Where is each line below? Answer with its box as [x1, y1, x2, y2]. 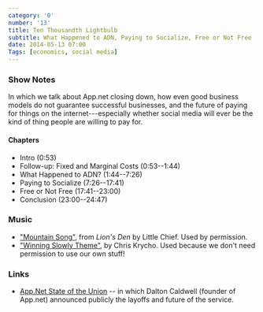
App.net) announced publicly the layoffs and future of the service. [19, 295, 235, 304]
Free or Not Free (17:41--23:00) [19, 186, 121, 195]
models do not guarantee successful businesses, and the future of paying [8, 100, 248, 110]
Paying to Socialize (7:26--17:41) [19, 178, 124, 188]
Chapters [8, 135, 39, 144]
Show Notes [8, 74, 56, 85]
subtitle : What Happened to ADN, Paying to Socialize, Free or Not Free [8, 33, 252, 42]
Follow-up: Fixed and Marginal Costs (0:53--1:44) [19, 161, 181, 170]
